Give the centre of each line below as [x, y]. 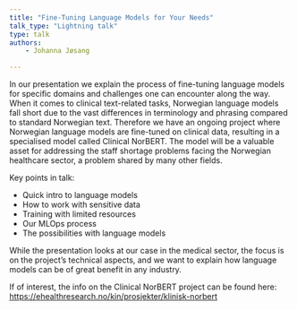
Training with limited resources [79, 214]
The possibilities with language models [94, 233]
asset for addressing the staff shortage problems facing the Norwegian [140, 151]
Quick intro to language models [80, 195]
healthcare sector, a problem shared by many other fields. [116, 160]
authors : [25, 43]
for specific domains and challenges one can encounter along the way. [140, 94]
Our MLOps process [59, 224]
